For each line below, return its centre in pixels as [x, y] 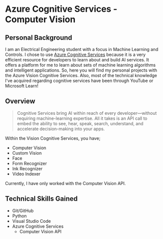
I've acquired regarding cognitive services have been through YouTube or [79, 80]
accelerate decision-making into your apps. [61, 129]
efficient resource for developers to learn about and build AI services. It [77, 60]
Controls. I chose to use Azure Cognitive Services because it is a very [75, 54]
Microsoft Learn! [22, 86]
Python [19, 216]
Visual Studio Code [32, 221]
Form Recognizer [30, 163]
